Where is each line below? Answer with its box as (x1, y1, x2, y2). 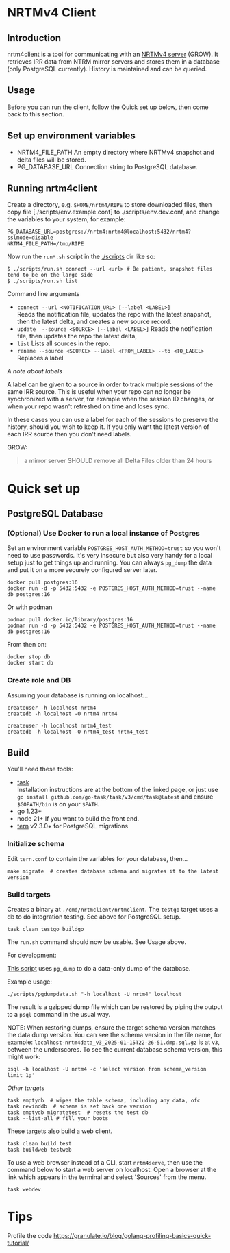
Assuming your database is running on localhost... (7, 691, 149, 699)
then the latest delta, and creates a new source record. (16, 317, 172, 326)
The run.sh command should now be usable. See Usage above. (7, 938, 187, 946)
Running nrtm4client (7, 183, 98, 195)
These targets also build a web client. (7, 1127, 113, 1135)
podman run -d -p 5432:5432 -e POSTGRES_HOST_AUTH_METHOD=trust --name (7, 622, 216, 630)
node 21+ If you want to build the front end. (16, 815, 140, 823)
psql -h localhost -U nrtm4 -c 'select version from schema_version (7, 1066, 207, 1073)
